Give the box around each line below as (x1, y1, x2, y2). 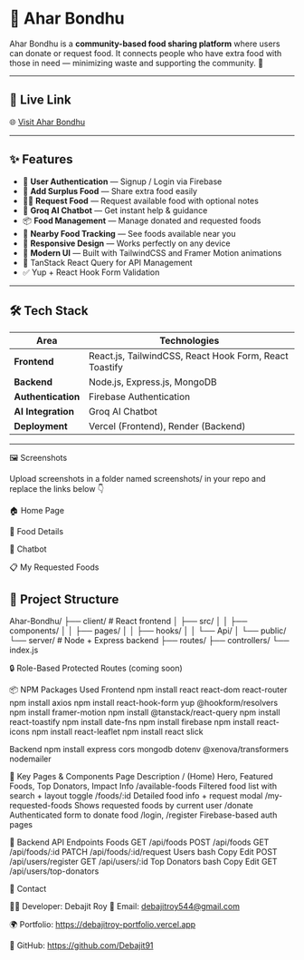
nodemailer (9, 753, 52, 765)
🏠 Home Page (9, 505, 65, 516)
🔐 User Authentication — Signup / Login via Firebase (22, 176, 223, 187)
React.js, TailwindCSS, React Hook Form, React (89, 349, 289, 362)
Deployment (14, 420, 68, 433)
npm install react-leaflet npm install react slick (31, 726, 204, 738)
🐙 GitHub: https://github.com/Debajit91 (9, 940, 154, 951)
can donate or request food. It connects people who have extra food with (9, 47, 282, 58)
